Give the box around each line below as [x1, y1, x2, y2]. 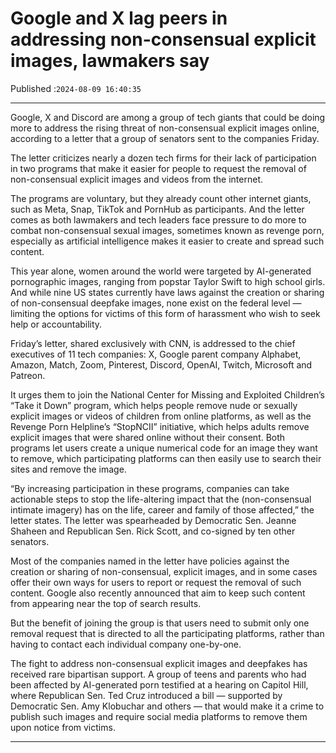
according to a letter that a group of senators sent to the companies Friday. [10, 132, 320, 144]
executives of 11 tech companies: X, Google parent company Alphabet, [10, 348, 302, 360]
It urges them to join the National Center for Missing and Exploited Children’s [10, 388, 325, 401]
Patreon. [10, 369, 46, 381]
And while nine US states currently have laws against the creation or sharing [10, 286, 325, 298]
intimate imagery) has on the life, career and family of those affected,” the [10, 503, 315, 516]
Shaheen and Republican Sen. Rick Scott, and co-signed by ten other [10, 525, 296, 537]
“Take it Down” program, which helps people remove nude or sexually [10, 399, 298, 411]
